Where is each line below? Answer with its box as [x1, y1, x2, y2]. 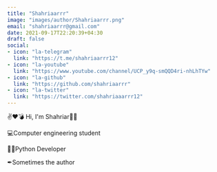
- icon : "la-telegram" [7, 49, 72, 56]
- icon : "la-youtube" [7, 61, 70, 68]
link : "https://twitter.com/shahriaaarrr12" [13, 94, 143, 100]
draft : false [7, 36, 45, 43]
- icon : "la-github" [7, 74, 67, 81]
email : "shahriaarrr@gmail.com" [7, 23, 100, 30]
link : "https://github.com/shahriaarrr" [13, 80, 131, 87]
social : [7, 42, 30, 49]
